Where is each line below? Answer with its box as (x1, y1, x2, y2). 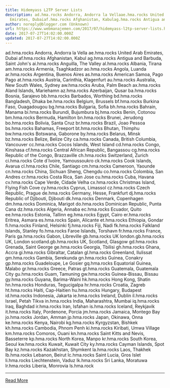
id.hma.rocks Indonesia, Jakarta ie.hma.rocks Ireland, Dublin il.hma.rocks (5, 293, 158, 299)
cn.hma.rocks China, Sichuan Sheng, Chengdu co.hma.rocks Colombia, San (5, 168, 163, 174)
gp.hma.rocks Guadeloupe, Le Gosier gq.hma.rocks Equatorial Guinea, (5, 260, 152, 266)
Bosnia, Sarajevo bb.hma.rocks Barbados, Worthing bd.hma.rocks (5, 92, 143, 99)
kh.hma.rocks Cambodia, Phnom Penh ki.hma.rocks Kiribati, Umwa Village (5, 325, 160, 331)
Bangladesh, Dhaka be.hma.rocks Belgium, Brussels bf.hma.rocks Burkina (5, 98, 159, 104)
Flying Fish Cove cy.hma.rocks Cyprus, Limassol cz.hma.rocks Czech (5, 184, 150, 190)
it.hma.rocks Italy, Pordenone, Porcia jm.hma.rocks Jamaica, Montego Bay (5, 308, 160, 315)
